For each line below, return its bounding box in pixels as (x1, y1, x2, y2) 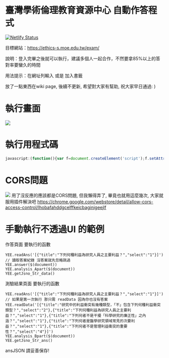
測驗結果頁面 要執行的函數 (5, 280, 59, 286)
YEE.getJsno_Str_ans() (5, 338, 53, 343)
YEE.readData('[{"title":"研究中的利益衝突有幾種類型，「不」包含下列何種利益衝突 (5, 302, 161, 307)
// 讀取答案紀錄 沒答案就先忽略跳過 (5, 257, 70, 263)
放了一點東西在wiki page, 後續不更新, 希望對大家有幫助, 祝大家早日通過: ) (5, 83, 156, 89)
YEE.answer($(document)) (5, 262, 57, 267)
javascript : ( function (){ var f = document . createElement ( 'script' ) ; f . (5, 156, 150, 161)
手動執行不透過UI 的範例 (5, 223, 105, 235)
